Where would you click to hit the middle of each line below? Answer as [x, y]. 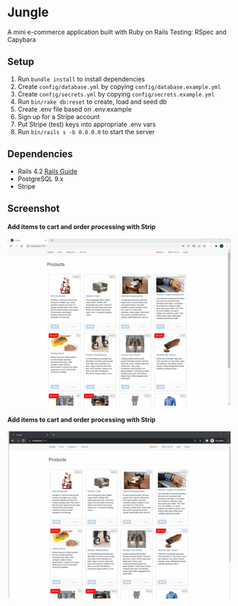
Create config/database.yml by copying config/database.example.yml [119, 87]
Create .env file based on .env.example [75, 109]
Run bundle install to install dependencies [81, 79]
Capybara [22, 39]
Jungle [28, 12]
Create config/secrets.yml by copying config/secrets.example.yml [116, 94]
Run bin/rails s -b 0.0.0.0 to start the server [86, 131]
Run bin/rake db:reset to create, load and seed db [92, 101]
